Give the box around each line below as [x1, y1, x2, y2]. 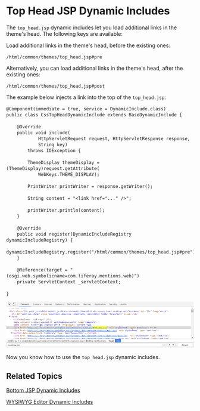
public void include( [17, 129, 70, 135]
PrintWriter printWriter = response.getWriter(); [27, 183, 153, 189]
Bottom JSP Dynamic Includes [6, 387, 80, 394]
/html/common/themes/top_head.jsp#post [6, 83, 105, 89]
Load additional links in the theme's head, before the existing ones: [6, 42, 171, 49]
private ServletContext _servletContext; [17, 279, 121, 285]
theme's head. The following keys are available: [6, 30, 123, 37]
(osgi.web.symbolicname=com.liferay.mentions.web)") [6, 273, 140, 279]
